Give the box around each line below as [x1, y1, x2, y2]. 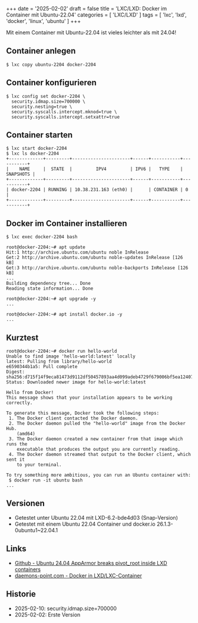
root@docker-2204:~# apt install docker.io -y [6, 311, 123, 317]
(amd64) [16, 431, 35, 437]
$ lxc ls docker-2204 [6, 150, 60, 157]
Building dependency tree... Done [6, 280, 91, 287]
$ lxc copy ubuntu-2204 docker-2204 [6, 61, 96, 67]
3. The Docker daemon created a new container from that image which [8, 436, 183, 442]
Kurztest [6, 333, 39, 343]
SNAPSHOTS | [6, 171, 35, 178]
